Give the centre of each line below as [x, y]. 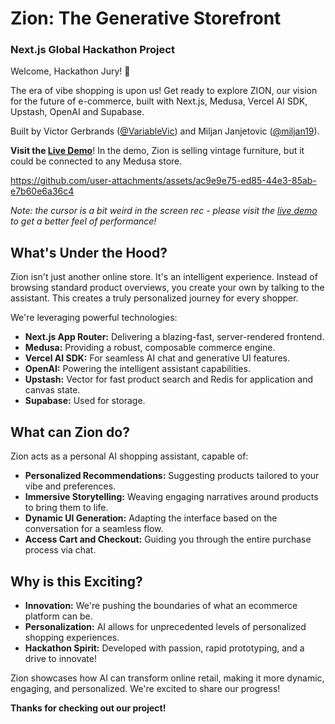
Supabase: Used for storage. [85, 401]
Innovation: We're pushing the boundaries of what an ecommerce [161, 605]
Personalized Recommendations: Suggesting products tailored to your [172, 476]
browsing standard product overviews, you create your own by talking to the [167, 288]
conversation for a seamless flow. [94, 529]
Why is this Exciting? [76, 581]
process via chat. [60, 550]
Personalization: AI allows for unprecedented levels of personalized [165, 626]
